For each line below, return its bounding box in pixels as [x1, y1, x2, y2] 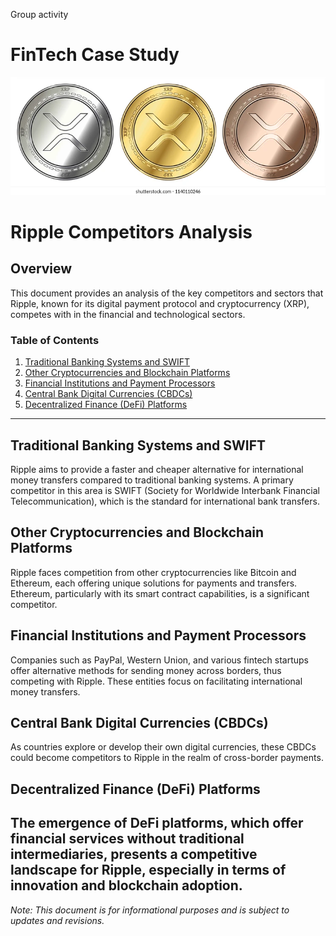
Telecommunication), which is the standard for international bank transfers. [10, 495, 320, 507]
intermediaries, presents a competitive [10, 846, 258, 863]
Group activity [10, 9, 69, 20]
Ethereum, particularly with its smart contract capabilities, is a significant [10, 587, 310, 599]
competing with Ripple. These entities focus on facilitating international [10, 675, 303, 687]
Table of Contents [10, 333, 100, 347]
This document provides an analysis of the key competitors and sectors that [10, 287, 324, 299]
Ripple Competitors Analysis [10, 221, 253, 244]
